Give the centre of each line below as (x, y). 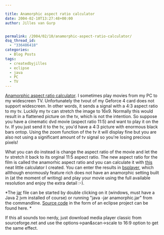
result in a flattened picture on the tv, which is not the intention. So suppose (81, 116)
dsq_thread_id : (20, 41)
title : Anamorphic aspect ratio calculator (50, 14)
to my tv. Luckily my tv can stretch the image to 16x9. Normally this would (79, 111)
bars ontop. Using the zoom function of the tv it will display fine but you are (81, 132)
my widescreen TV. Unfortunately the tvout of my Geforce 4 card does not (80, 101)
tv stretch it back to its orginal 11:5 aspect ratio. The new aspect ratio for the (81, 157)
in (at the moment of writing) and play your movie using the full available (78, 178)
